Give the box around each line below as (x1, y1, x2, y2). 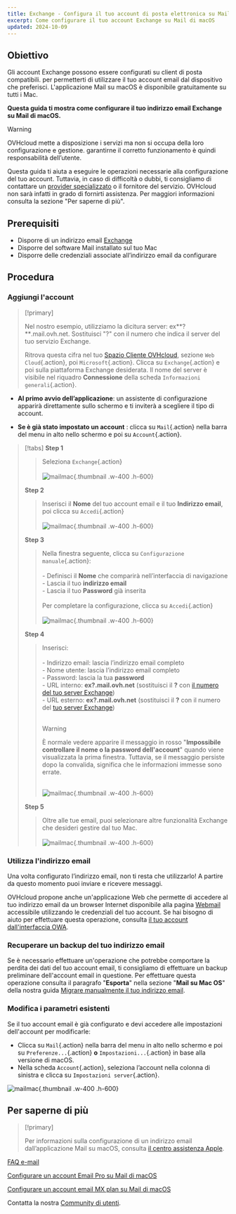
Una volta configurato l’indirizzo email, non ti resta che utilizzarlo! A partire (7, 872, 223, 880)
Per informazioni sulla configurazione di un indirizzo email (24, 1137, 192, 1145)
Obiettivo (7, 49, 49, 61)
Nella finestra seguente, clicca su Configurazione (41, 549, 185, 557)
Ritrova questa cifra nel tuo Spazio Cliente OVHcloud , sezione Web (24, 351, 215, 359)
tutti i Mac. (7, 91, 39, 99)
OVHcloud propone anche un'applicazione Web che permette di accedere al (7, 893, 228, 901)
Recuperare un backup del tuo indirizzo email (7, 940, 165, 950)
